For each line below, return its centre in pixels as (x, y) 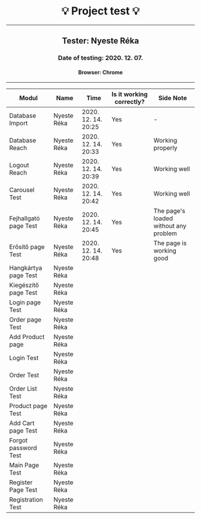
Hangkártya (26, 268)
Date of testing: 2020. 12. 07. (100, 58)
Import (19, 123)
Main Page (24, 465)
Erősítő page (27, 247)
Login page (25, 302)
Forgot (19, 440)
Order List (23, 389)
